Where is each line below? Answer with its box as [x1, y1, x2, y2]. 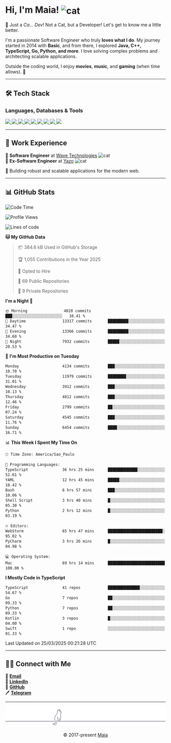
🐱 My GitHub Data [5, 234, 46, 240]
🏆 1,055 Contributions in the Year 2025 [17, 256, 101, 262]
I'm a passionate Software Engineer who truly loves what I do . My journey [5, 37, 160, 43]
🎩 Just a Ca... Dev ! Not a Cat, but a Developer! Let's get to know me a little [5, 22, 161, 28]
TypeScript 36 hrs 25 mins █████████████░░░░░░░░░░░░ [5, 467, 165, 472]
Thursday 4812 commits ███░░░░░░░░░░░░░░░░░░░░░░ [5, 394, 165, 399]
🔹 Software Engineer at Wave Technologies [5, 152, 98, 159]
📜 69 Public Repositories [17, 278, 70, 284]
